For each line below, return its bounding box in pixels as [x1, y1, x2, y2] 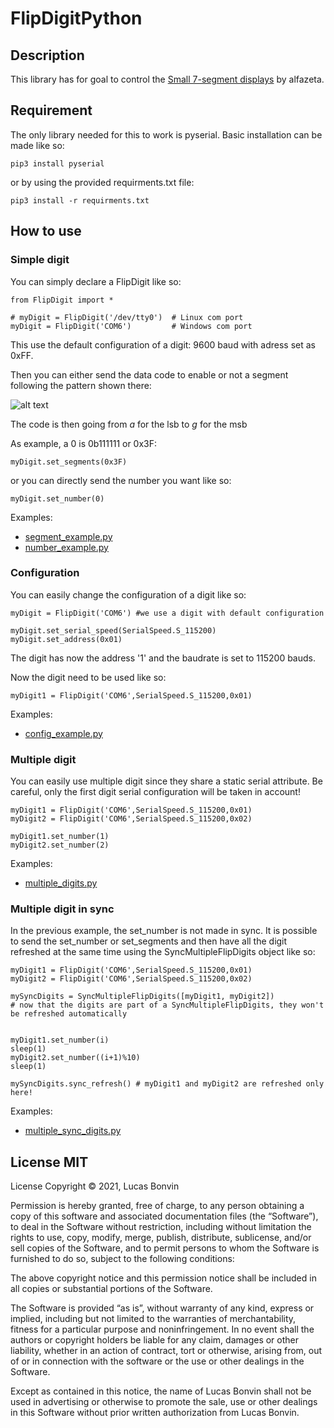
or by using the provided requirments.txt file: [10, 176, 195, 188]
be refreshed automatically [10, 1009, 128, 1019]
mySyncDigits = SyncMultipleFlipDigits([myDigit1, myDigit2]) [10, 992, 275, 1002]
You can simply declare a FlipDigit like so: [10, 275, 182, 287]
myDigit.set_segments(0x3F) [10, 457, 128, 467]
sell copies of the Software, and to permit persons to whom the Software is [10, 1242, 320, 1254]
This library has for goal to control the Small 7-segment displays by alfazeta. [10, 73, 325, 85]
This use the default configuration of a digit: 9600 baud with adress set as [10, 338, 316, 351]
